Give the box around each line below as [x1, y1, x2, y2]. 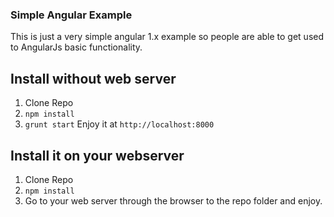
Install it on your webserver [10, 147, 185, 164]
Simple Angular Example [10, 8, 133, 22]
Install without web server [10, 70, 177, 87]
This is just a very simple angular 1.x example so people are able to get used [10, 31, 325, 43]
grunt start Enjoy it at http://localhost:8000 [24, 118, 215, 130]
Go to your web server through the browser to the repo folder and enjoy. [24, 194, 323, 207]
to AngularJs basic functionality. [10, 41, 143, 53]
